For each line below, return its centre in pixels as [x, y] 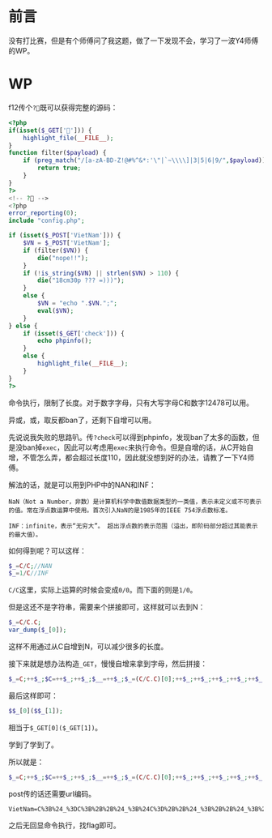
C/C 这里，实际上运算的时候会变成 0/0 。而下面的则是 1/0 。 [103, 590]
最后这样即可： [33, 695]
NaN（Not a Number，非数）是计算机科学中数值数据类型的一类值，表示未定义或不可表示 [135, 502]
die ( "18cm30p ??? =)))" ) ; [81, 280]
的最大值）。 [25, 534]
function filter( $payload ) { [57, 153]
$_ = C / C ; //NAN [30, 566]
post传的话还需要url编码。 [52, 793]
